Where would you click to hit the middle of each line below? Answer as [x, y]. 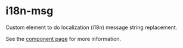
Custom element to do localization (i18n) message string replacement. [91, 27]
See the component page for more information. [63, 39]
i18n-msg [30, 11]
